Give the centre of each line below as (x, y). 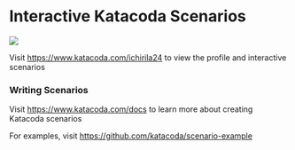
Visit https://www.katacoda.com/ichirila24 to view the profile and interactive (148, 57)
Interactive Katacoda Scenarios (128, 16)
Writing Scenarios (49, 90)
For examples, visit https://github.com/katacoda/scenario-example (131, 136)
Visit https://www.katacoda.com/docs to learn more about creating (131, 109)
